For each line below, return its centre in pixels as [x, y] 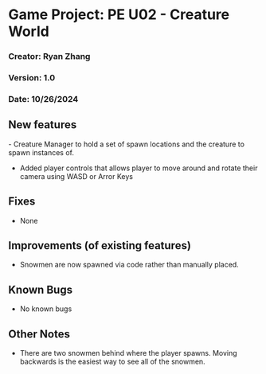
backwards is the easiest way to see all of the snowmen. [112, 362]
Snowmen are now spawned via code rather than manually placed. [129, 265]
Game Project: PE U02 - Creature [119, 15]
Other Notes [39, 334]
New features [43, 125]
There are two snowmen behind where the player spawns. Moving [128, 353]
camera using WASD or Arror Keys [76, 176]
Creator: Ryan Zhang [49, 56]
